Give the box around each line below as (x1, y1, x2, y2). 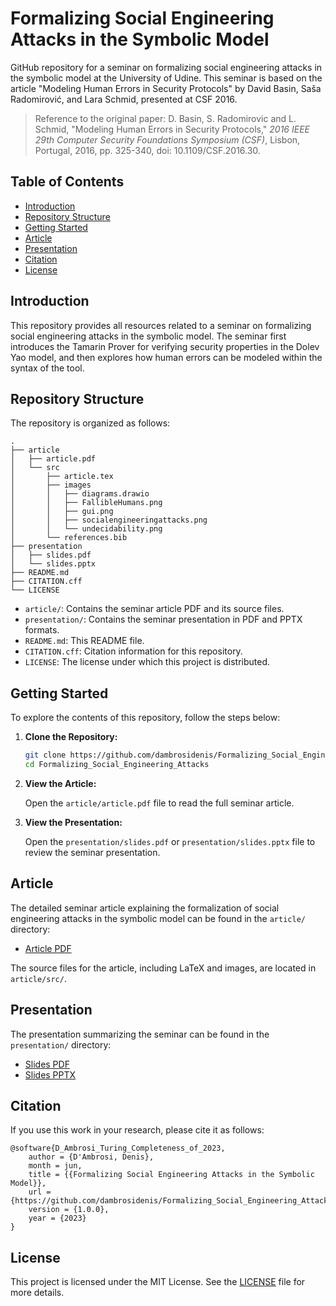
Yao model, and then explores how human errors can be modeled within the (10, 351, 323, 363)
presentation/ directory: (10, 1038, 112, 1051)
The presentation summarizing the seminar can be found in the (10, 1028, 270, 1040)
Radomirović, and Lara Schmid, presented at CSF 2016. (10, 93, 238, 105)
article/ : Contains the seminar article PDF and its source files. (24, 603, 285, 615)
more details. (10, 1287, 65, 1299)
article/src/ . (10, 972, 67, 984)
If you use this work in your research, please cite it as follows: (10, 1124, 265, 1136)
